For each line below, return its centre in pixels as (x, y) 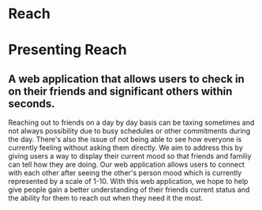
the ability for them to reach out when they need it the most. (106, 198)
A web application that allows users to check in (126, 79)
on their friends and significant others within (120, 91)
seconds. (32, 103)
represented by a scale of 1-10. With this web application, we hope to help (128, 182)
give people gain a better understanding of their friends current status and (129, 189)
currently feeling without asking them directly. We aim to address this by (125, 148)
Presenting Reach (68, 50)
